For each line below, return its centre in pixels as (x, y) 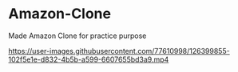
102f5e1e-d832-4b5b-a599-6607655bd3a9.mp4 (89, 59)
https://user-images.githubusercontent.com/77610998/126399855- (119, 51)
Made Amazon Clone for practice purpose (77, 36)
